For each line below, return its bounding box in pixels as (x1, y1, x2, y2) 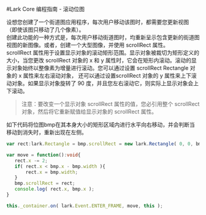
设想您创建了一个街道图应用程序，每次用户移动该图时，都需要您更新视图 (6, 18, 189, 26)
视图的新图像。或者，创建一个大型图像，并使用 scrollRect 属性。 (6, 42, 169, 48)
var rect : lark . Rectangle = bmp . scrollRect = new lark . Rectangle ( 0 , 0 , (6, 141, 194, 147)
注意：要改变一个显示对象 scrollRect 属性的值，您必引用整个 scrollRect (21, 100, 200, 107)
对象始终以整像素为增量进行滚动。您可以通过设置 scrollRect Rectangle (11, 64, 189, 72)
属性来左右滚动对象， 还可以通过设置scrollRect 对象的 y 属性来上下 (23, 72, 192, 79)
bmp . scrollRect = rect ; (14, 180, 75, 187)
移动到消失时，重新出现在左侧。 (6, 129, 87, 136)
